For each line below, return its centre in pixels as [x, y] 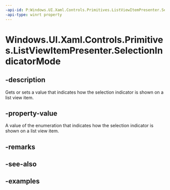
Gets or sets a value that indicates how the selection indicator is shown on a [84, 92]
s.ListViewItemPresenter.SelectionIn [84, 50]
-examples [23, 181]
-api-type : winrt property [34, 15]
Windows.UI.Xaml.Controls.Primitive [84, 40]
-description [25, 80]
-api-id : [14, 10]
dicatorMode [33, 61]
